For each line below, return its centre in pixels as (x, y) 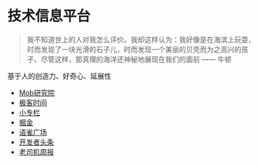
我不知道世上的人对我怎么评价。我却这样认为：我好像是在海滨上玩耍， (141, 39)
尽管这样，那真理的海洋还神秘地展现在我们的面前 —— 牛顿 (136, 59)
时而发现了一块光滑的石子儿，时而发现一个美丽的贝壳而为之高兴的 (134, 49)
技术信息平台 (49, 16)
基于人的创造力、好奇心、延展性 (59, 76)
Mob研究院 (37, 92)
